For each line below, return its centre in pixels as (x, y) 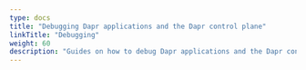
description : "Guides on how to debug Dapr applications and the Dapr (146, 52)
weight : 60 (30, 43)
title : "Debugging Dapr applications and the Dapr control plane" (138, 26)
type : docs (30, 18)
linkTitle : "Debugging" (55, 35)
